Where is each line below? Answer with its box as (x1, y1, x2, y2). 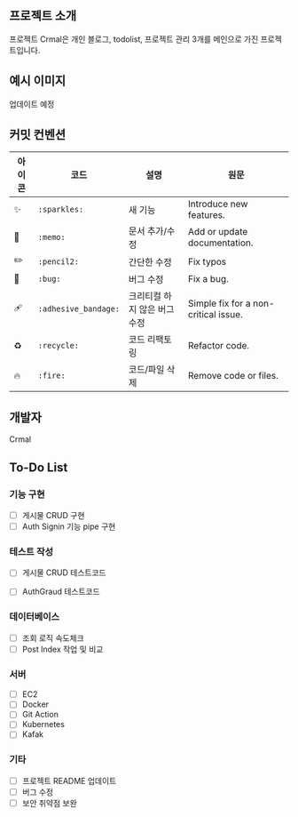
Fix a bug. (187, 273, 229, 285)
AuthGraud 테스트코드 (21, 586, 100, 597)
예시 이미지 (9, 74, 67, 89)
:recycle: (37, 340, 80, 351)
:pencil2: (37, 256, 80, 267)
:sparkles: (37, 204, 84, 215)
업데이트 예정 (9, 99, 55, 109)
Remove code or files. (187, 370, 279, 382)
